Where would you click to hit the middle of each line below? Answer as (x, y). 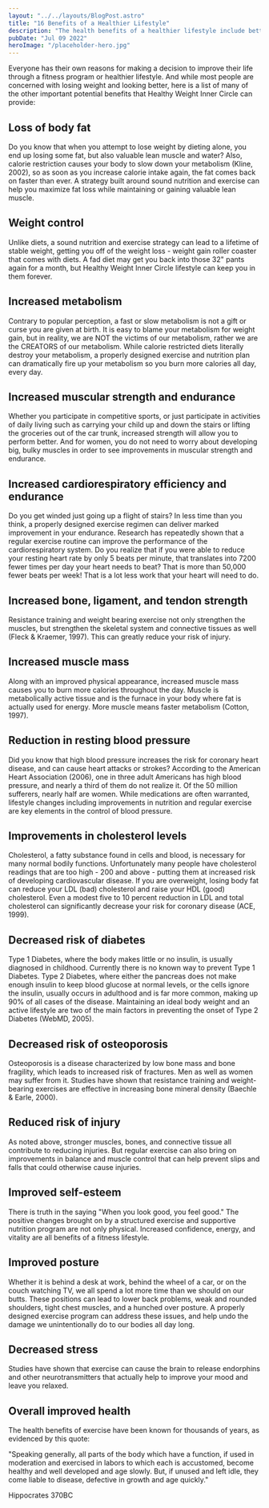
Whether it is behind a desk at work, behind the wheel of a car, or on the (127, 1281)
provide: (22, 103)
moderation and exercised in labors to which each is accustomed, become (131, 1463)
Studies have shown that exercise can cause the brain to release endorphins (134, 1369)
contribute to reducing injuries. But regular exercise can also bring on (122, 1150)
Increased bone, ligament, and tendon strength (128, 600)
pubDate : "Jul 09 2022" (48, 38)
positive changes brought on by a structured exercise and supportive (122, 1220)
